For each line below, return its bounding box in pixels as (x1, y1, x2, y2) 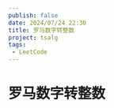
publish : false (8, 11, 59, 20)
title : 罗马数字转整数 (8, 26, 75, 34)
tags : (8, 41, 26, 49)
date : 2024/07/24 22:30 (8, 19, 87, 27)
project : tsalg (8, 33, 59, 42)
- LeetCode (11, 48, 47, 56)
